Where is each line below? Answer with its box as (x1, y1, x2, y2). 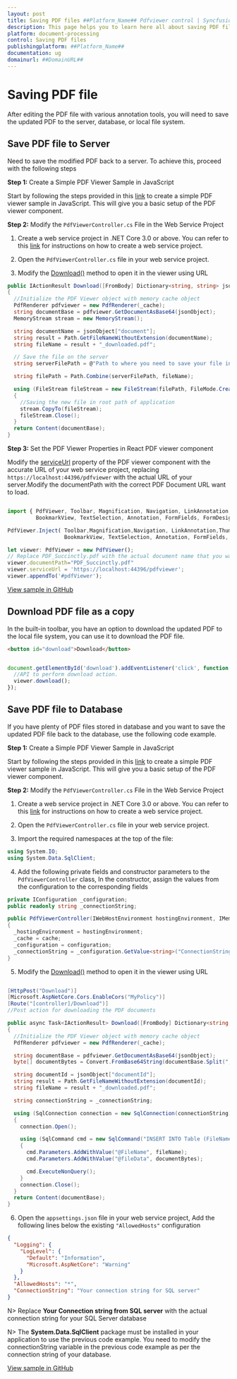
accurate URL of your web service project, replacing (7, 466, 159, 473)
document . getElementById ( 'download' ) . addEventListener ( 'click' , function (7, 664, 229, 672)
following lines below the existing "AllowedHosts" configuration (17, 1221, 201, 1229)
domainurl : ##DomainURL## (7, 56, 83, 63)
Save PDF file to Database (7, 703, 123, 716)
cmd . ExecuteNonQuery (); (25, 1168, 97, 1175)
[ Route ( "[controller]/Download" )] (7, 1000, 109, 1007)
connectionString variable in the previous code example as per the (7, 1342, 201, 1351)
